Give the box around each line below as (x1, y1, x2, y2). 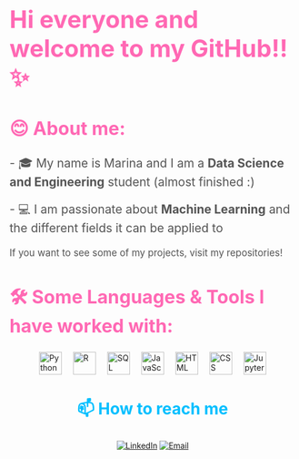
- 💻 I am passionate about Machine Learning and (9, 201, 291, 217)
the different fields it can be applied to (9, 220, 224, 236)
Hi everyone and (9, 4, 199, 34)
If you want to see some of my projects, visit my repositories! (9, 246, 284, 259)
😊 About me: (9, 117, 125, 140)
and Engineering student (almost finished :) (9, 174, 255, 189)
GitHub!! (190, 33, 288, 63)
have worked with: (9, 314, 174, 338)
